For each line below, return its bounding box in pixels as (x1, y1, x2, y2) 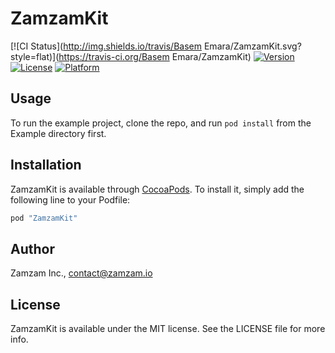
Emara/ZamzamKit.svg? (203, 40, 302, 52)
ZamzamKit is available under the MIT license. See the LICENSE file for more (10, 323, 326, 335)
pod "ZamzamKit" (10, 213, 78, 223)
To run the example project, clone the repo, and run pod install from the (10, 117, 312, 129)
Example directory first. (10, 127, 107, 139)
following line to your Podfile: (10, 193, 131, 206)
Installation (10, 157, 82, 174)
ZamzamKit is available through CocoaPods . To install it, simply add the (10, 183, 305, 195)
